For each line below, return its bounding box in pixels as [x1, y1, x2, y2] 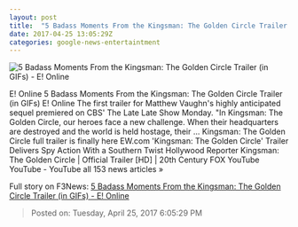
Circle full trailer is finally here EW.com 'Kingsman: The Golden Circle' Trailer [9, 136, 289, 146]
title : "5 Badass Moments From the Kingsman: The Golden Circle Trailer [9, 21, 288, 30]
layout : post [9, 12, 58, 22]
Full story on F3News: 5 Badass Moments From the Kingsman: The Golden [9, 181, 281, 192]
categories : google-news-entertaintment [9, 37, 161, 47]
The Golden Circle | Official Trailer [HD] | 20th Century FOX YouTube [9, 154, 260, 165]
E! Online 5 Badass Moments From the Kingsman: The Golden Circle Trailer [9, 89, 283, 99]
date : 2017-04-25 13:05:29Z [9, 29, 114, 38]
